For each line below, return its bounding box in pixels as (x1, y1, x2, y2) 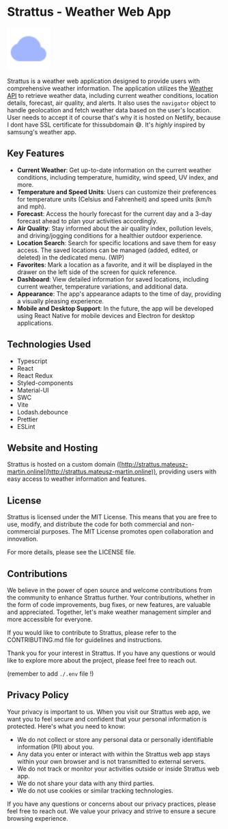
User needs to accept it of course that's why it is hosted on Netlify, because (7, 113, 221, 121)
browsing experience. (7, 814, 68, 822)
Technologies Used (7, 338, 91, 350)
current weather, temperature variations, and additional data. (16, 282, 188, 290)
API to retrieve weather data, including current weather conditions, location (7, 91, 218, 99)
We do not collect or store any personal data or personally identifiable (16, 735, 214, 743)
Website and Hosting (7, 442, 98, 454)
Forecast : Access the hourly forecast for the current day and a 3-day (16, 210, 212, 218)
